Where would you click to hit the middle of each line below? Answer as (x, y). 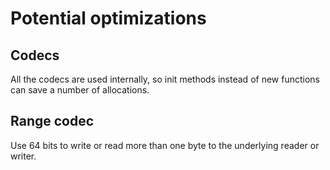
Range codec (52, 121)
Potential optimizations (108, 18)
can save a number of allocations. (80, 90)
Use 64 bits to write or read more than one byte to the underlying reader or (165, 145)
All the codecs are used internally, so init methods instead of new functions (165, 79)
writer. (23, 156)
